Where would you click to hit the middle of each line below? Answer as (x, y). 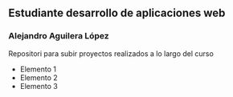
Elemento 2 (39, 77)
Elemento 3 (39, 86)
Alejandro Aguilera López (59, 36)
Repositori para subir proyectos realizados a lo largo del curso (111, 53)
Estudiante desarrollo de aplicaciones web (117, 13)
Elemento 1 (38, 69)
